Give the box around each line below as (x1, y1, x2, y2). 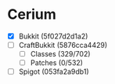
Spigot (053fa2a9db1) (18, 67, 89, 76)
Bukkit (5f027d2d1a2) (18, 31, 88, 41)
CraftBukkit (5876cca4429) (18, 41, 108, 49)
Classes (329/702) (30, 49, 91, 59)
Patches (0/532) (30, 58, 84, 68)
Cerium (7, 5, 56, 24)
